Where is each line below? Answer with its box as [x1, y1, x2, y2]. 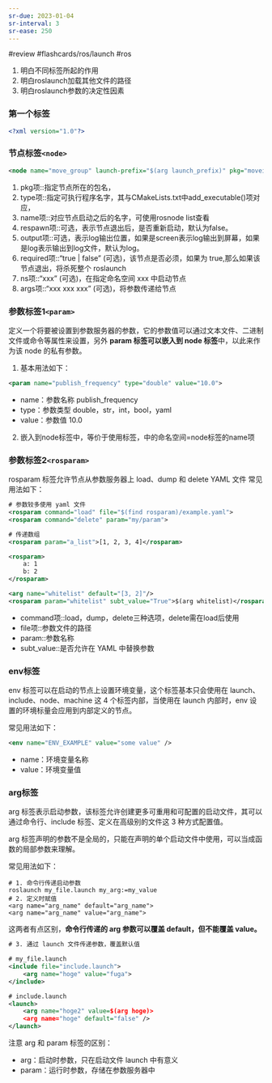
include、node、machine [8, 695, 93, 705]
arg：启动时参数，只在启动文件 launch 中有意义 [19, 1055, 179, 1065]
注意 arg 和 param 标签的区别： [8, 1038, 113, 1048]
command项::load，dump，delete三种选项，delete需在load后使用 [19, 613, 240, 622]
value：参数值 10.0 [19, 414, 83, 425]
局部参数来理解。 [22, 844, 79, 854]
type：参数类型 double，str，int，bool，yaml [19, 405, 172, 414]
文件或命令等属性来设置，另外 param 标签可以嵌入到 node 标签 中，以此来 [8, 336, 253, 346]
